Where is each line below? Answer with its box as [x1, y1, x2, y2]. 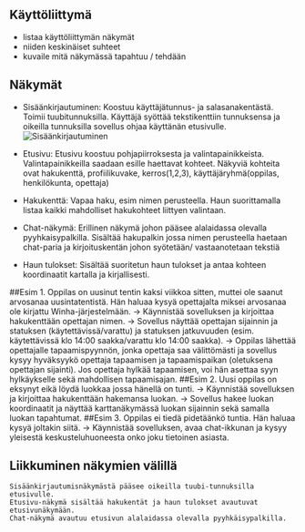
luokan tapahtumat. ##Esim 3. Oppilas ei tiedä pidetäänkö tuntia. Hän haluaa [9, 412, 296, 423]
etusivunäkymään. [9, 506, 76, 516]
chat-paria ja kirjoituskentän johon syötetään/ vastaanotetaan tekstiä [22, 241, 280, 252]
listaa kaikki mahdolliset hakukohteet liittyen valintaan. [22, 204, 226, 215]
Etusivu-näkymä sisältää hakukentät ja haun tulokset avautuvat [9, 498, 259, 507]
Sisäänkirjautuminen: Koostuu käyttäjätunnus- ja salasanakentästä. [22, 101, 274, 112]
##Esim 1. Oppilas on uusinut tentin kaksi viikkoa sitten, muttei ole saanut [9, 286, 284, 297]
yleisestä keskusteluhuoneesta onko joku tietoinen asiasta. [9, 432, 229, 443]
